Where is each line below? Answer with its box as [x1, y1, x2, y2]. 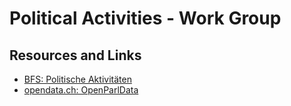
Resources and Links [9, 47, 142, 64]
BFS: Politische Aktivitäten [23, 73, 132, 85]
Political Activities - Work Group [9, 7, 282, 30]
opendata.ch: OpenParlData [23, 84, 139, 96]
